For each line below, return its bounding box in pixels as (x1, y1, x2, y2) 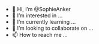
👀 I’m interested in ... (11, 12, 63, 19)
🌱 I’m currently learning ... (11, 18, 76, 25)
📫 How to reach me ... (11, 32, 68, 38)
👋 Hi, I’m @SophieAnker (11, 6, 71, 12)
